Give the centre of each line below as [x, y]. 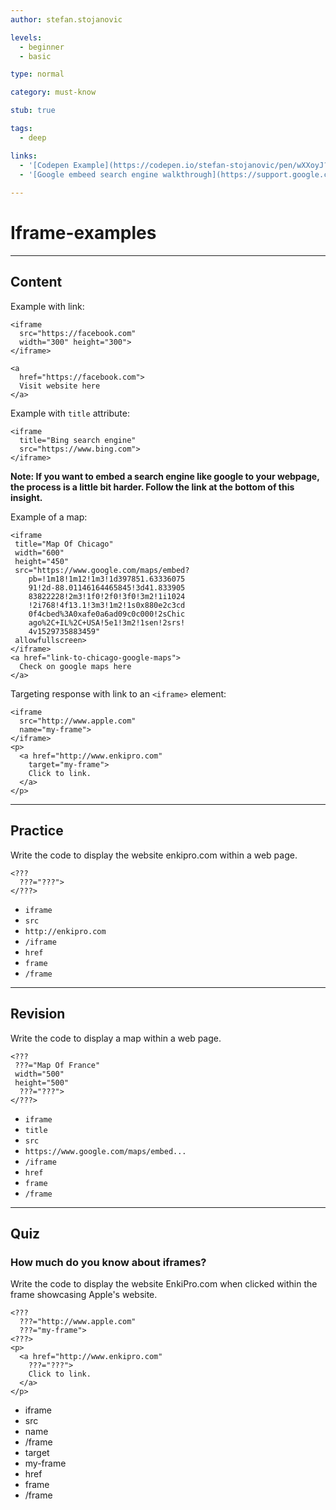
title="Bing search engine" [78, 440]
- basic [35, 56]
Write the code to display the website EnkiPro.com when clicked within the [164, 1284]
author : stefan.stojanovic [66, 19]
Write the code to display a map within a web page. [116, 1038]
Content [36, 282]
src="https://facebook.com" [78, 333]
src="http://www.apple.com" [78, 721]
